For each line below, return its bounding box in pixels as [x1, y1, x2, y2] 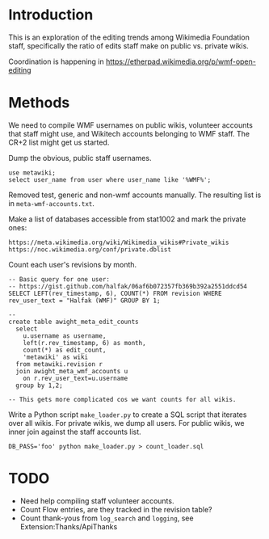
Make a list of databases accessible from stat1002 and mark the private [8, 214, 246, 224]
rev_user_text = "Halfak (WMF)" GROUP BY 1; [8, 297, 161, 305]
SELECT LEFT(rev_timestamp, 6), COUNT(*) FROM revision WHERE [8, 289, 222, 297]
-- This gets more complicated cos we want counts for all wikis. [8, 395, 237, 403]
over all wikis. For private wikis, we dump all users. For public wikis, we [8, 418, 245, 427]
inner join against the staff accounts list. [8, 427, 141, 436]
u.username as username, [23, 331, 107, 340]
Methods [8, 94, 70, 112]
